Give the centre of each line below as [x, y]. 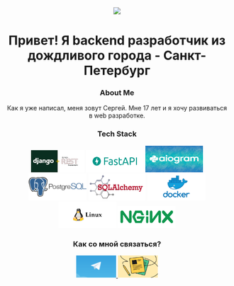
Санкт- [185, 56]
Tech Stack [117, 134]
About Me [117, 93]
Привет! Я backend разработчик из [117, 41]
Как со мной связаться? [117, 244]
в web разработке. [117, 115]
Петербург [117, 71]
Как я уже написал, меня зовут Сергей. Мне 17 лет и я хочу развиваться [117, 108]
